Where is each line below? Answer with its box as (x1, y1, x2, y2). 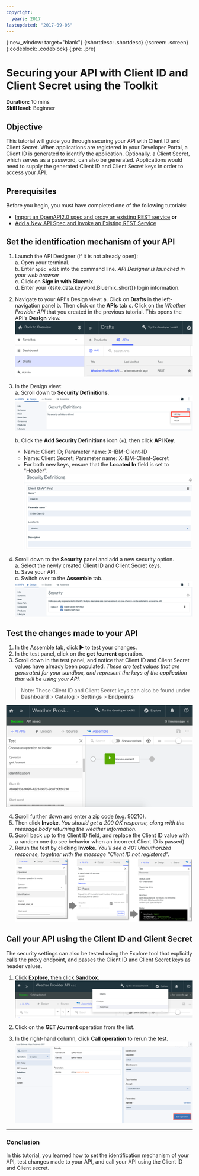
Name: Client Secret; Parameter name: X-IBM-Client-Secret (23, 454, 169, 462)
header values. (6, 962, 43, 969)
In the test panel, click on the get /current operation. (14, 650, 143, 657)
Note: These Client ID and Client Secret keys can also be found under (20, 687, 191, 694)
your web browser (14, 271, 60, 279)
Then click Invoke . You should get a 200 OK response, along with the (14, 819, 185, 826)
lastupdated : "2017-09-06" (6, 22, 73, 28)
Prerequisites (6, 186, 57, 196)
